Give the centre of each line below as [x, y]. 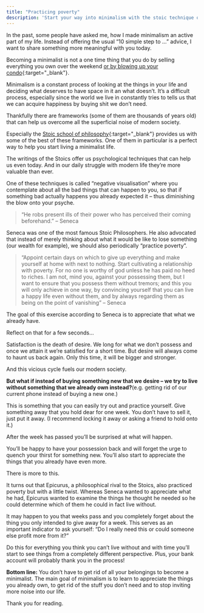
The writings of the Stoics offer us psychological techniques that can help [99, 158]
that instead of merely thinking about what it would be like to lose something [102, 239]
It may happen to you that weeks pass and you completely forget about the [100, 516]
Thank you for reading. [35, 603]
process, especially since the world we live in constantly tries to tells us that [101, 97]
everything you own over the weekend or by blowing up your [82, 66]
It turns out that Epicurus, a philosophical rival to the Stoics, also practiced [99, 485]
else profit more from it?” [38, 535]
